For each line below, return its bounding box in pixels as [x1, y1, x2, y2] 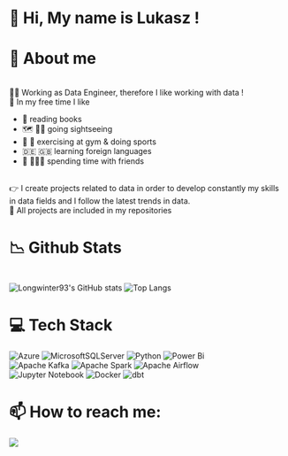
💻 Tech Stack [9, 315, 113, 336]
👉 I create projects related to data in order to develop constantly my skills [9, 183, 280, 194]
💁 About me [9, 49, 97, 69]
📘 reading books [21, 114, 82, 125]
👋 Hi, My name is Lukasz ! [9, 8, 201, 28]
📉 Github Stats [9, 238, 122, 258]
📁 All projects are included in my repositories [9, 205, 172, 216]
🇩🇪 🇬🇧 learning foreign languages [21, 146, 152, 157]
